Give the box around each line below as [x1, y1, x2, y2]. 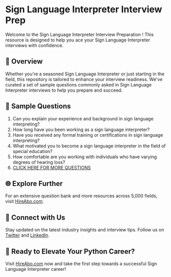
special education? [12, 148, 53, 154]
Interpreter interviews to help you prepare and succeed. [5, 87, 123, 93]
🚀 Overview [5, 57, 43, 66]
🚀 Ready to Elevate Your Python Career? [5, 247, 135, 255]
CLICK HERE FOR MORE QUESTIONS [12, 164, 91, 171]
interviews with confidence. [5, 42, 64, 48]
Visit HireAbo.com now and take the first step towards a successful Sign [5, 261, 157, 267]
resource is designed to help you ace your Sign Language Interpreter [5, 37, 151, 43]
